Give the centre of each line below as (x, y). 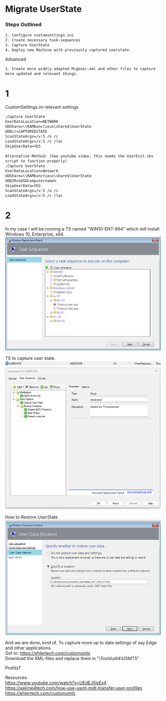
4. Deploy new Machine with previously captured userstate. (68, 50)
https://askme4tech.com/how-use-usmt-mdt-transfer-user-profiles (74, 688)
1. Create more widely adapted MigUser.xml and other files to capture (80, 69)
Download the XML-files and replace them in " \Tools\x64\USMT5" (72, 659)
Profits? (13, 668)
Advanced (16, 59)
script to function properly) (36, 161)
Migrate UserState (43, 9)
